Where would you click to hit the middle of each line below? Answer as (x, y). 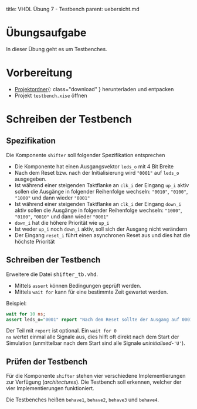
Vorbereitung (39, 73)
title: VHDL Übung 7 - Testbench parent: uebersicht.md (73, 9)
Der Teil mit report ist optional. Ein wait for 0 (62, 331)
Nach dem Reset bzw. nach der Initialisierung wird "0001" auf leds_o (97, 172)
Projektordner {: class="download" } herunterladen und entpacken (94, 89)
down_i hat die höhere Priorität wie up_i (62, 222)
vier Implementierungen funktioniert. (50, 388)
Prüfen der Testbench (47, 362)
